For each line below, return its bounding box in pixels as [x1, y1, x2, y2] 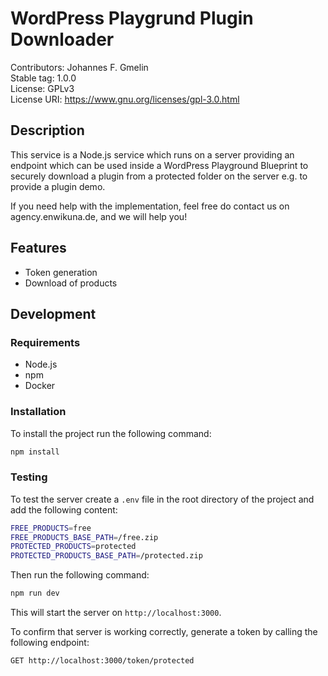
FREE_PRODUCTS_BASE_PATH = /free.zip [10, 532, 159, 542]
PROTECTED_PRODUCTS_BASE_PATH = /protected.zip [10, 551, 203, 561]
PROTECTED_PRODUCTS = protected [10, 542, 137, 552]
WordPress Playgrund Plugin [10, 7, 254, 30]
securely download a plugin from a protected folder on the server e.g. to [10, 170, 308, 182]
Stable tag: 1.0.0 [10, 72, 77, 84]
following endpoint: [10, 637, 90, 649]
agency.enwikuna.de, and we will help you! [10, 210, 188, 222]
